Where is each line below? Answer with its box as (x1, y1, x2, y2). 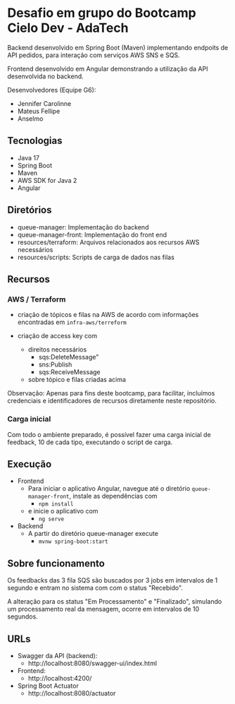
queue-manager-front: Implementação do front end (17, 230, 167, 239)
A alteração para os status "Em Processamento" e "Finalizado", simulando (7, 597, 222, 606)
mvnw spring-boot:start (38, 538, 108, 545)
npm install (38, 501, 74, 508)
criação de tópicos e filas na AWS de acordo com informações (17, 311, 199, 319)
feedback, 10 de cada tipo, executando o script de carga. (7, 438, 173, 446)
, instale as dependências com (69, 492, 158, 501)
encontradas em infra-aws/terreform (17, 318, 127, 326)
